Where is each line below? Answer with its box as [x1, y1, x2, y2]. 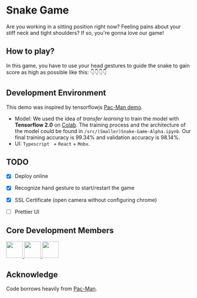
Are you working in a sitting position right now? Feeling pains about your [6, 23, 181, 30]
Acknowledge [6, 269, 58, 280]
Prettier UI [14, 208, 40, 215]
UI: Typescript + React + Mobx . [14, 140, 90, 147]
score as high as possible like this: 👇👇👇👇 [6, 68, 107, 75]
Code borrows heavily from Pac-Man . [6, 285, 98, 292]
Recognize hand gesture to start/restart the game [14, 184, 135, 191]
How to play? [6, 47, 55, 57]
